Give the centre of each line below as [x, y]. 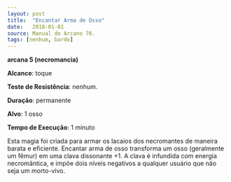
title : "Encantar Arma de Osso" [56, 20]
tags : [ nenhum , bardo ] [40, 40]
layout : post [26, 14]
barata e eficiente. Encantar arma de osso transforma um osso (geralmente [116, 148]
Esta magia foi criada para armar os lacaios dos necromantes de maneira [113, 141]
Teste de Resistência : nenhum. [52, 87]
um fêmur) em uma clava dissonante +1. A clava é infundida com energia [112, 156]
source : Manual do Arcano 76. [51, 33]
